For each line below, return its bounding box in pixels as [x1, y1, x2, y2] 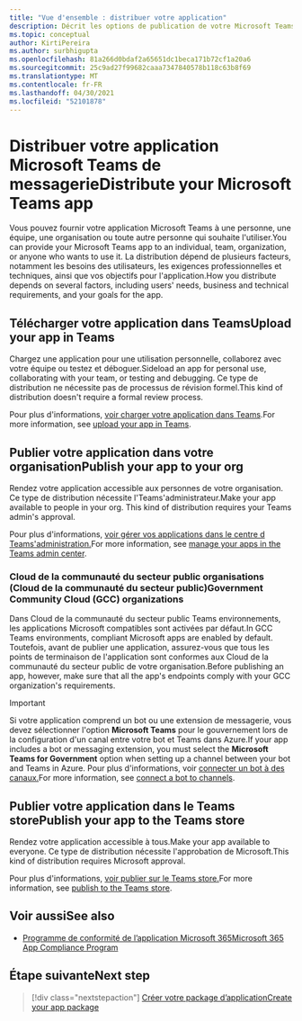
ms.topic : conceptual [9, 30, 91, 39]
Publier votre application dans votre [9, 444, 214, 460]
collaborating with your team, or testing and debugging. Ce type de [9, 372, 259, 383]
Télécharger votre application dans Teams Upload [9, 316, 292, 331]
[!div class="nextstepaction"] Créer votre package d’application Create [31, 991, 292, 1003]
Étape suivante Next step [9, 968, 150, 983]
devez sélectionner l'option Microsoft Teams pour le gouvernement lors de [9, 725, 289, 736]
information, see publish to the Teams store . [9, 882, 173, 893]
